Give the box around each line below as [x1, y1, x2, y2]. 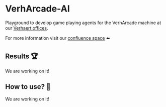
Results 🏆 [5, 52, 39, 61]
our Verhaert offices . [5, 25, 48, 31]
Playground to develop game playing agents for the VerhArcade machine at [5, 20, 161, 26]
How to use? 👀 [5, 82, 51, 91]
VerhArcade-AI [5, 3, 70, 15]
